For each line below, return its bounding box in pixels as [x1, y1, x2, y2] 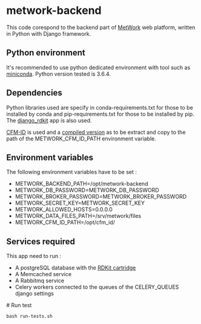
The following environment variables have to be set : [6, 168, 137, 176]
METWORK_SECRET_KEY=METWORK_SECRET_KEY [15, 199, 145, 207]
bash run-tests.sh [6, 313, 53, 320]
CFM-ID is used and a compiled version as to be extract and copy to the [6, 128, 186, 136]
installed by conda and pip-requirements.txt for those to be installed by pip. [6, 110, 195, 117]
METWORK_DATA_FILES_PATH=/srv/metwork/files [15, 213, 141, 220]
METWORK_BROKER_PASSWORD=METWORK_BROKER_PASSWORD [15, 193, 187, 200]
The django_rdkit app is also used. [6, 116, 92, 124]
